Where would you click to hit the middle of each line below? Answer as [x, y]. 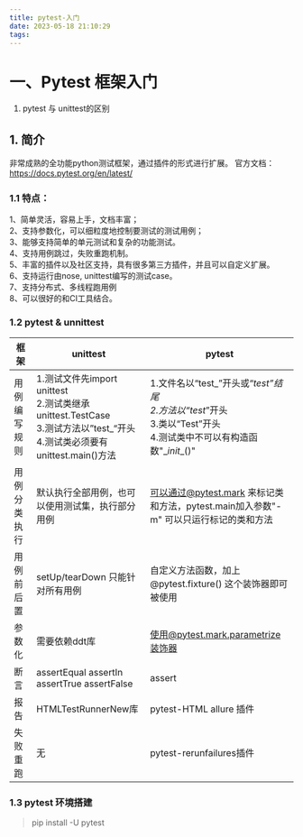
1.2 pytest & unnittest [57, 323]
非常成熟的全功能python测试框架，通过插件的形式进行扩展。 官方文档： [142, 163]
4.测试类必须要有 [72, 441]
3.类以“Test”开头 [185, 423]
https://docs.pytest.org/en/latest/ [71, 173]
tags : [19, 34]
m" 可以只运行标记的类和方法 [211, 520]
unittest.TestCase [73, 415]
